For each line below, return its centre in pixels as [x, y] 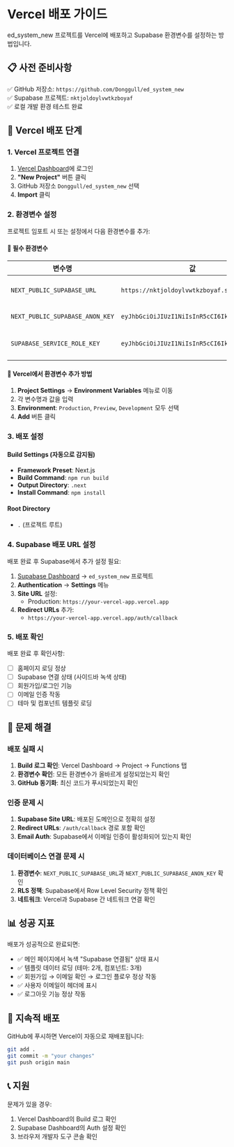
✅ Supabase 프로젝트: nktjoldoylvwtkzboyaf [70, 98]
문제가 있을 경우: [30, 1104]
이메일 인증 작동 [39, 694]
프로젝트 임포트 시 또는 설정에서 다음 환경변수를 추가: [79, 231]
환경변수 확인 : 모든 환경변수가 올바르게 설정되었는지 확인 [93, 774]
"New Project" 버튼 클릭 [52, 177]
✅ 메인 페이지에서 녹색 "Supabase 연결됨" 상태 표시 [88, 959]
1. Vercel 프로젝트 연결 [43, 152]
